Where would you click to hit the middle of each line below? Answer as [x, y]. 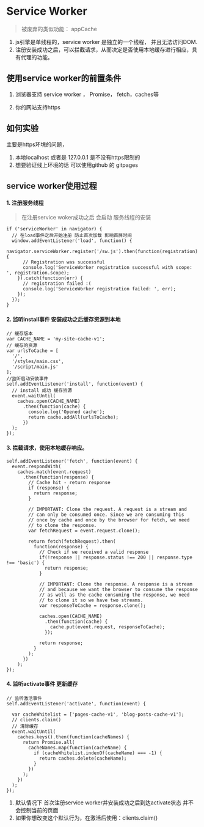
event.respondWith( [37, 466]
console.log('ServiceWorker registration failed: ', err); [99, 289]
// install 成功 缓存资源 [42, 391]
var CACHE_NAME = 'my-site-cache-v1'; [56, 339]
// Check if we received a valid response [94, 552]
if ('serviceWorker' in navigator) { [54, 229]
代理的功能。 [37, 57]
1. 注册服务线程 [25, 202]
